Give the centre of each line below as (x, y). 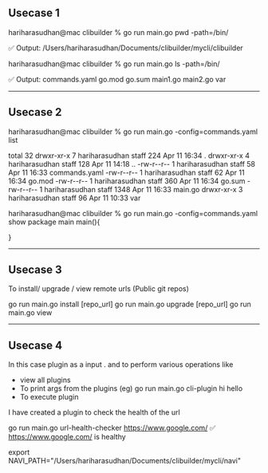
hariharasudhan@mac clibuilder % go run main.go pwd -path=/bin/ (118, 32)
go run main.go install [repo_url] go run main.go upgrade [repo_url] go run (130, 304)
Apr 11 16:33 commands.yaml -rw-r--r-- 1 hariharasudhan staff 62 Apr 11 (126, 172)
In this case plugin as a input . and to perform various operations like (121, 365)
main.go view (30, 313)
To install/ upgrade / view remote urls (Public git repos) (99, 289)
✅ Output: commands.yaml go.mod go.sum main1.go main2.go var (117, 79)
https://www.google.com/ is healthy (67, 437)
